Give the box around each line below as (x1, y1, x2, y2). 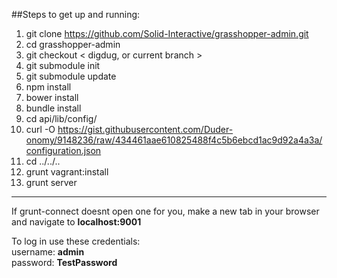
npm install (25, 81, 72, 93)
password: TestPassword (11, 257, 118, 268)
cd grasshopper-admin (25, 39, 121, 50)
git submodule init (25, 60, 101, 71)
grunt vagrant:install (25, 166, 109, 178)
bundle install (25, 102, 82, 114)
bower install (25, 92, 79, 103)
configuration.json (25, 145, 102, 156)
